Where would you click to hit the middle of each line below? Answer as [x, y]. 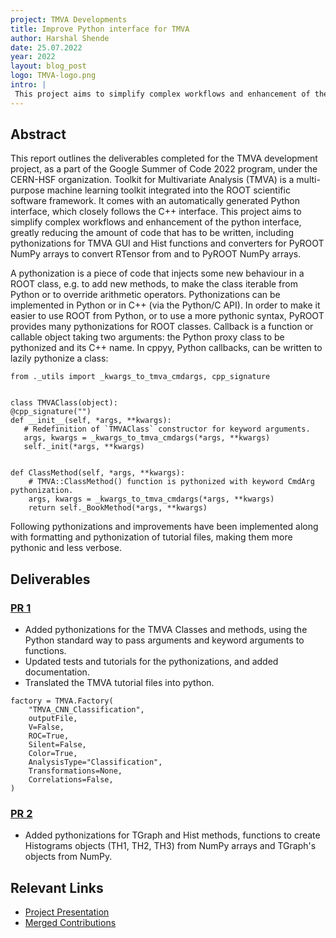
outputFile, [53, 719]
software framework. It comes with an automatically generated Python [155, 201]
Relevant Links [57, 887]
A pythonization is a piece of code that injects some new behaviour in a [157, 273]
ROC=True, [49, 736]
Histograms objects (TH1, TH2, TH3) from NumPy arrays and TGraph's [170, 846]
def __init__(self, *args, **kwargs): [91, 421]
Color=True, [53, 754]
